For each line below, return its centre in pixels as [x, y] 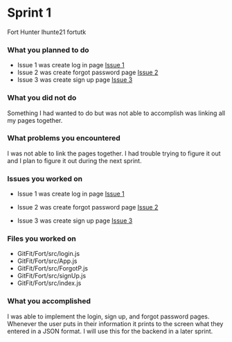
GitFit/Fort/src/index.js [49, 283]
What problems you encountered [64, 138]
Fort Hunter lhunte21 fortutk [47, 32]
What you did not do [42, 98]
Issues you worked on [45, 178]
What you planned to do [48, 50]
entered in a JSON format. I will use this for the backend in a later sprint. [110, 331]
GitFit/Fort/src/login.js [48, 254]
